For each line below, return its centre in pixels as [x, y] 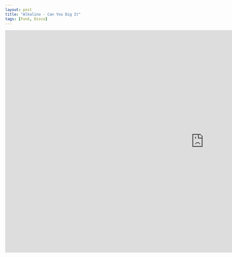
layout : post [19, 10]
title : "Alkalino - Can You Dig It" [43, 14]
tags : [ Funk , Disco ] [27, 19]
